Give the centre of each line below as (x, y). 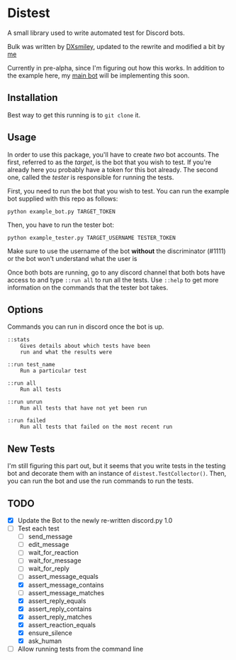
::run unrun (25, 402)
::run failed (27, 421)
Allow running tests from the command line (80, 649)
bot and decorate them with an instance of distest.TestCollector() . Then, (117, 474)
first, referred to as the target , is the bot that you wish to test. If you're (109, 162)
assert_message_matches (66, 592)
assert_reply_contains (60, 609)
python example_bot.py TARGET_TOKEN (61, 211)
